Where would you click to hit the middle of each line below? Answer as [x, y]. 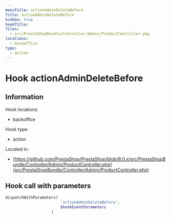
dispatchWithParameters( [32, 198]
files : [12, 29]
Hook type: [17, 129]
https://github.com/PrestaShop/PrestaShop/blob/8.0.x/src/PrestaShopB [90, 159]
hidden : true [19, 19]
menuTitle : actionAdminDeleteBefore [44, 10]
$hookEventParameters [83, 207]
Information [25, 97]
